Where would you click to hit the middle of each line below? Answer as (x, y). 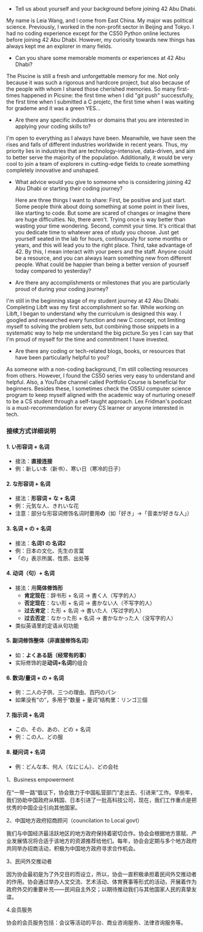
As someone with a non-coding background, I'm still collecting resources (97, 369)
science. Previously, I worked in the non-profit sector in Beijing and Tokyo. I (100, 27)
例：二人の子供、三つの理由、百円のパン (66, 692)
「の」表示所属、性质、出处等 (52, 558)
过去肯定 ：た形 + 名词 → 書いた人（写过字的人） (84, 610)
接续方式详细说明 (31, 431)
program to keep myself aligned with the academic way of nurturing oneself (101, 395)
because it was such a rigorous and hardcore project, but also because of (98, 82)
